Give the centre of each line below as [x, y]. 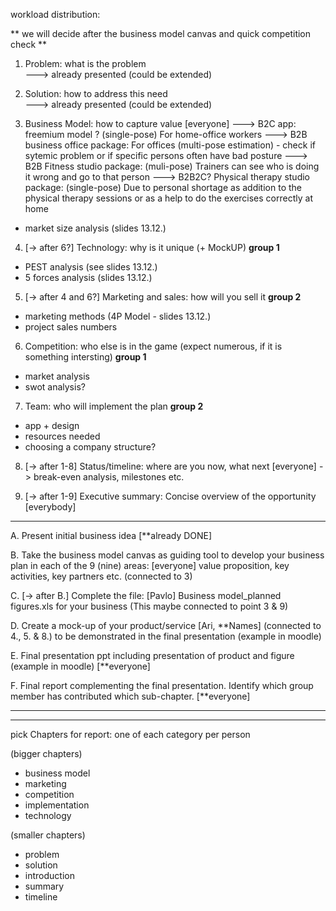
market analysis [57, 376]
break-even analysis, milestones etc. [109, 477]
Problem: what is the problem [85, 63]
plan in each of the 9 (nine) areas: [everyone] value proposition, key [150, 565]
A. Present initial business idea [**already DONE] [111, 535]
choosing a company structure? [90, 447]
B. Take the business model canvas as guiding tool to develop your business [167, 555]
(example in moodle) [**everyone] [80, 666]
